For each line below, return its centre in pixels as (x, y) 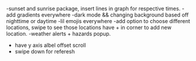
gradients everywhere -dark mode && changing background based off (103, 15)
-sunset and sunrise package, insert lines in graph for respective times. (94, 9)
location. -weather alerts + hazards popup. (59, 34)
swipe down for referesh (45, 52)
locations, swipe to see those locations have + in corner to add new (89, 27)
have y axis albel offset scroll (50, 45)
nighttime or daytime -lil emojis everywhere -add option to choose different (98, 21)
